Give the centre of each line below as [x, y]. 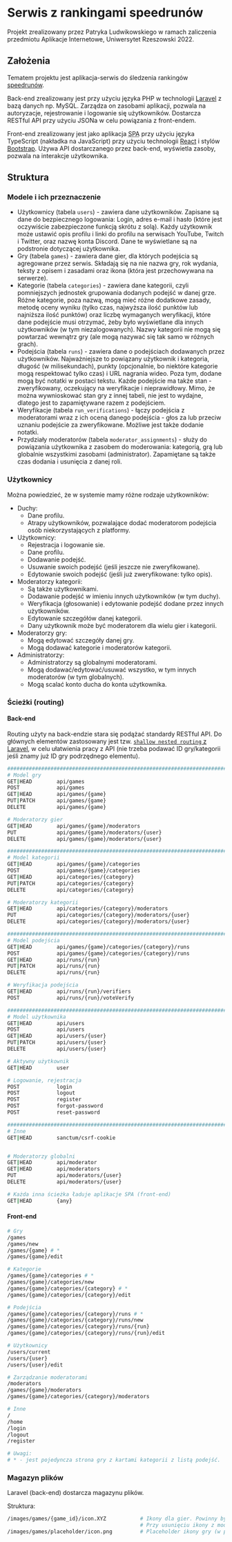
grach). [27, 344]
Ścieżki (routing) [36, 702]
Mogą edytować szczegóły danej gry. [81, 640]
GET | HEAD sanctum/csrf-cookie [61, 1138]
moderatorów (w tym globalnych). [76, 677]
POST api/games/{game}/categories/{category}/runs [98, 953]
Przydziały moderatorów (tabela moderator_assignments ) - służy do [112, 439]
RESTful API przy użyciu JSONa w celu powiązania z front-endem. [102, 120]
